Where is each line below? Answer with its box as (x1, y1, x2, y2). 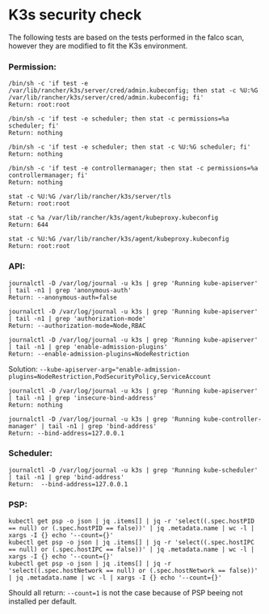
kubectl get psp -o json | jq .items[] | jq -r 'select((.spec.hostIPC (8, 539, 254, 547)
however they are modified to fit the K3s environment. (8, 40, 188, 50)
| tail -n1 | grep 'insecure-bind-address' (8, 393, 158, 402)
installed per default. (8, 596, 78, 607)
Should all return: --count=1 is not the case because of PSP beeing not (8, 588, 244, 598)
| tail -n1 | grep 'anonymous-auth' (8, 286, 132, 294)
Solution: (8, 364, 38, 373)
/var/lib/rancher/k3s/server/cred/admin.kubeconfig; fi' (8, 94, 204, 102)
